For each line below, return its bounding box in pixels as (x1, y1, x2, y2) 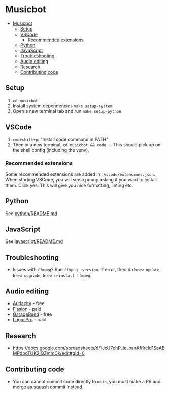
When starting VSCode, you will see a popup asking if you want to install (5, 176, 157, 183)
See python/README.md (5, 210, 57, 217)
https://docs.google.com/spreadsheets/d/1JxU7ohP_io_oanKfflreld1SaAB (12, 345, 165, 351)
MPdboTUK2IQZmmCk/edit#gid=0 (12, 350, 85, 356)
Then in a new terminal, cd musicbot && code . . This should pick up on (12, 141, 161, 148)
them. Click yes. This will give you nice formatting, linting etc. (5, 182, 133, 188)
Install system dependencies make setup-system (12, 103, 113, 109)
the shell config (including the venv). (12, 147, 90, 153)
